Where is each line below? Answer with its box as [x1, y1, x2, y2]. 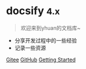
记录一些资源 [14, 44, 46, 51]
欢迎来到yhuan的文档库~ [20, 24, 81, 31]
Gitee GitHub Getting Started [6, 56, 76, 63]
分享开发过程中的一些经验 [14, 37, 77, 44]
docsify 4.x [6, 4, 60, 18]
